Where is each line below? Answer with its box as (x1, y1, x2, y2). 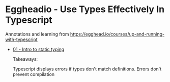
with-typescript (5, 36, 38, 43)
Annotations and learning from (5, 31, 70, 37)
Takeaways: (12, 56, 38, 62)
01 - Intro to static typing (12, 46, 65, 52)
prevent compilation (12, 71, 55, 77)
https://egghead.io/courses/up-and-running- (70, 31, 164, 37)
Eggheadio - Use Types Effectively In (5, 4, 164, 15)
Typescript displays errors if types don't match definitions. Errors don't (12, 66, 162, 72)
